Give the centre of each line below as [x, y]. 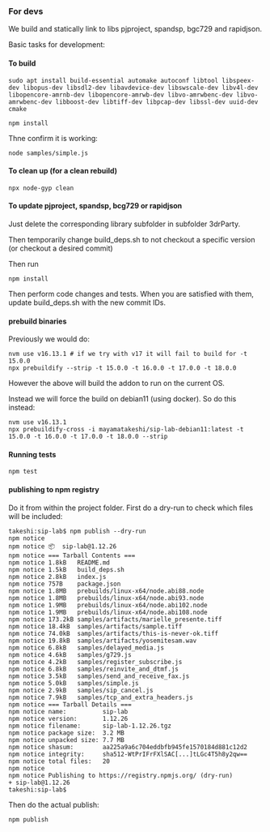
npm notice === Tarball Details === [70, 704]
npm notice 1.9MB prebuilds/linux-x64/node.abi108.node [108, 612]
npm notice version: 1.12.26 [68, 718]
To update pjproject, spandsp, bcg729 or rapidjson [95, 206]
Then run [23, 264]
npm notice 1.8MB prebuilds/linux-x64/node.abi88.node [106, 591]
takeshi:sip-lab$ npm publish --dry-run [78, 531]
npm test [23, 472]
